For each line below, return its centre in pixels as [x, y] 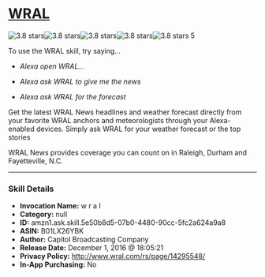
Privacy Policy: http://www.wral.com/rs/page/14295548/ [112, 256]
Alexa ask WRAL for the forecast [73, 96]
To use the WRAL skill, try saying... [64, 51]
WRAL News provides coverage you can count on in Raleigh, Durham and [127, 152]
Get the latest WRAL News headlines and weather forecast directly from [125, 112]
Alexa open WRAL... [52, 66]
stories [19, 137]
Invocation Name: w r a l [60, 206]
